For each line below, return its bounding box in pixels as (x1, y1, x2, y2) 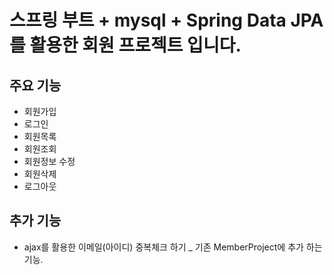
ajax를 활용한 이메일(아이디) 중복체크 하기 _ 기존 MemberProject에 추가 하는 (23, 241, 323, 253)
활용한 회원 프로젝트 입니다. (29, 34, 242, 57)
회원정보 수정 (23, 156, 76, 167)
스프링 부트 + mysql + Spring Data (9, 9, 287, 32)
